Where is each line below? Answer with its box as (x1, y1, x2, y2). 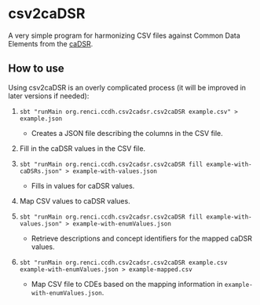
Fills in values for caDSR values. (31, 181, 135, 190)
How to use (8, 62, 64, 75)
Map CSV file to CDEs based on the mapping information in (31, 279, 223, 288)
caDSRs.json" (19, 167, 63, 175)
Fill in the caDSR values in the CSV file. (19, 143, 146, 153)
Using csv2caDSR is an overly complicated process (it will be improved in (8, 83, 246, 92)
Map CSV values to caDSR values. (19, 196, 131, 205)
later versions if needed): (8, 91, 90, 101)
